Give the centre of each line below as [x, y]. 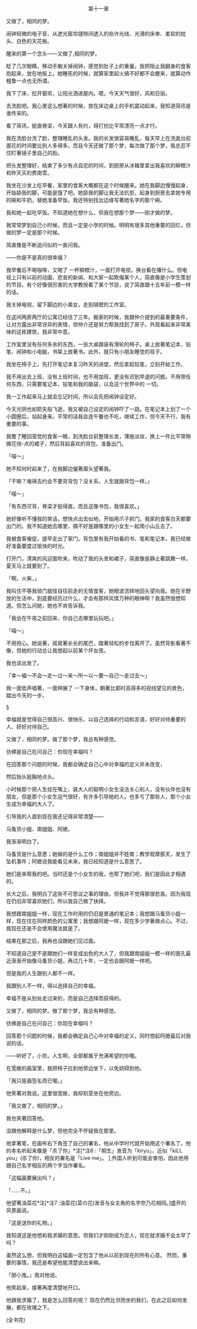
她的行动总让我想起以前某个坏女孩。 [65, 650]
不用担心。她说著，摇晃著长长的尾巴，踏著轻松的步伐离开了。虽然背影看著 [96, 643]
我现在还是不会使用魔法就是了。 [45, 928]
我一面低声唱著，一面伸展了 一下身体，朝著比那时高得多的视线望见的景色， [97, 688]
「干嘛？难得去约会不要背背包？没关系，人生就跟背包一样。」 [79, 481]
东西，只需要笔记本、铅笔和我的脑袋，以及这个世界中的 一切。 [86, 384]
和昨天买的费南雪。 [29, 173]
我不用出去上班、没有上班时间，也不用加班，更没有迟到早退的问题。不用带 [96, 377]
